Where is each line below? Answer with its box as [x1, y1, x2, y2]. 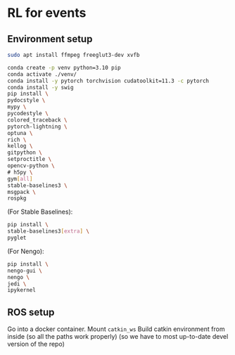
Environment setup [7, 33, 93, 45]
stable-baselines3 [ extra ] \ [7, 228, 90, 235]
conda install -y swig [7, 84, 74, 91]
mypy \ [7, 103, 27, 110]
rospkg [7, 195, 27, 202]
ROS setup [7, 306, 55, 318]
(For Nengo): [7, 247, 44, 255]
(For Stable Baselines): [7, 207, 73, 216]
